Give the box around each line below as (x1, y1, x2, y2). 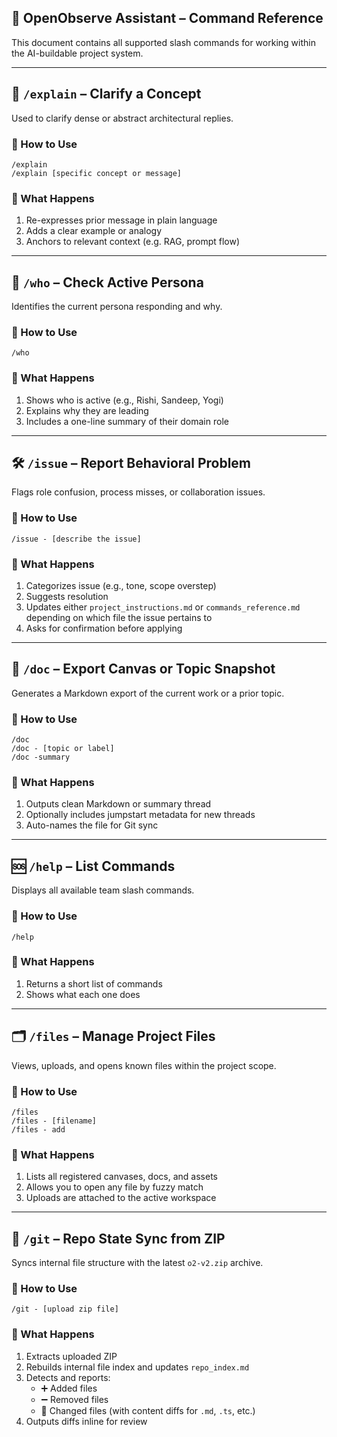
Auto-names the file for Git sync (25, 819, 159, 831)
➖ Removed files (40, 1393, 109, 1405)
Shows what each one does (25, 988, 141, 1000)
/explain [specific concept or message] (11, 168, 183, 178)
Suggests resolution (25, 591, 109, 603)
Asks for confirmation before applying (25, 622, 183, 635)
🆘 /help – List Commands (11, 857, 176, 875)
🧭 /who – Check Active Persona (11, 274, 204, 291)
